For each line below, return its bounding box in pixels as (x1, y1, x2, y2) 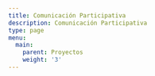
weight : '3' (22, 56, 62, 64)
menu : (8, 33, 26, 42)
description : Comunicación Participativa (8, 19, 148, 27)
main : (15, 41, 34, 49)
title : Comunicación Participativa (8, 11, 126, 20)
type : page (8, 26, 45, 34)
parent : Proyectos (22, 48, 83, 56)
